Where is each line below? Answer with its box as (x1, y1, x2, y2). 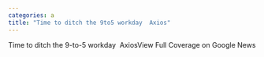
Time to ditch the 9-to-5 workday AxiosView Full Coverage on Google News (8, 40, 256, 49)
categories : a (8, 11, 55, 20)
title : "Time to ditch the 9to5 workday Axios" (8, 19, 171, 27)
